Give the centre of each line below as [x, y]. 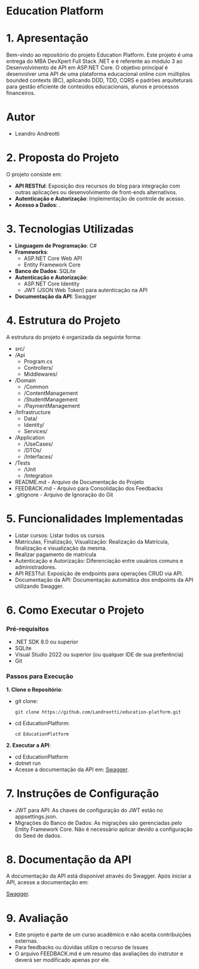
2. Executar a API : [29, 745]
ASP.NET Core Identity [51, 283]
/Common [36, 387]
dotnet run [28, 763]
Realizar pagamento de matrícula [56, 554]
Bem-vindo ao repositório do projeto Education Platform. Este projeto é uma [99, 55]
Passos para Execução [40, 676]
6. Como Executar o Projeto [75, 610]
